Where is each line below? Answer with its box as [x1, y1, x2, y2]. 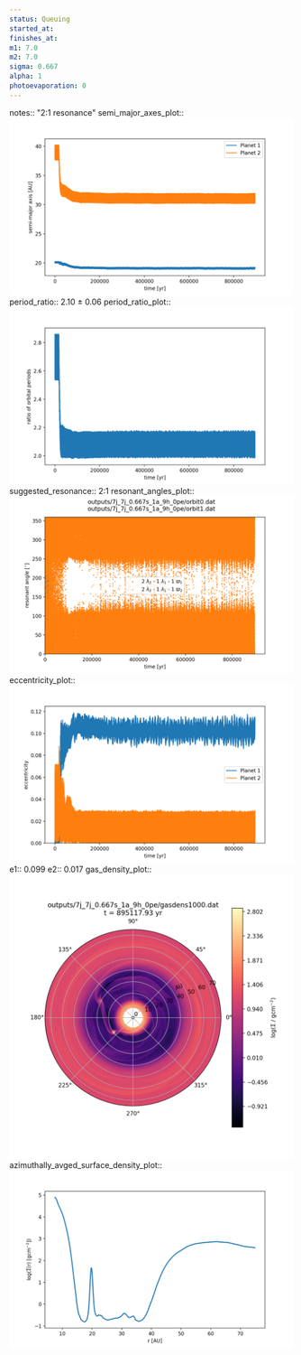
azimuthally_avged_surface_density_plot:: [9, 1159, 162, 1170]
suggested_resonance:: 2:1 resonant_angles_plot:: [9, 485, 196, 496]
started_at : [9, 23, 54, 33]
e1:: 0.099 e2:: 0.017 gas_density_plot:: [9, 864, 152, 874]
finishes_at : [9, 33, 59, 42]
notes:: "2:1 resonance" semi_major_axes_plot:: [9, 107, 185, 117]
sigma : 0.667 [9, 62, 59, 71]
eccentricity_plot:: [9, 674, 76, 686]
